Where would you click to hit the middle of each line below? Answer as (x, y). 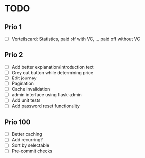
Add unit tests (26, 100)
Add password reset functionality (46, 106)
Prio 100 (18, 122)
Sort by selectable (31, 145)
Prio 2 (14, 55)
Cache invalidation (31, 89)
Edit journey (24, 78)
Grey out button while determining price (53, 72)
